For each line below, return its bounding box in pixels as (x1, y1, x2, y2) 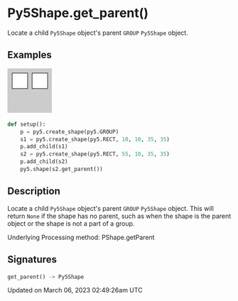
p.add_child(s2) (20, 158, 69, 165)
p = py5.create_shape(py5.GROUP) (20, 128, 119, 136)
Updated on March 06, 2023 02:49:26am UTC (7, 286, 144, 295)
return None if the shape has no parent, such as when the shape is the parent (7, 212, 232, 220)
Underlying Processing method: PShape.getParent (7, 233, 155, 241)
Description (7, 185, 60, 197)
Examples (7, 49, 52, 61)
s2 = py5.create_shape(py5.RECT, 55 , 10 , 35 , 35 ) (20, 150, 171, 158)
